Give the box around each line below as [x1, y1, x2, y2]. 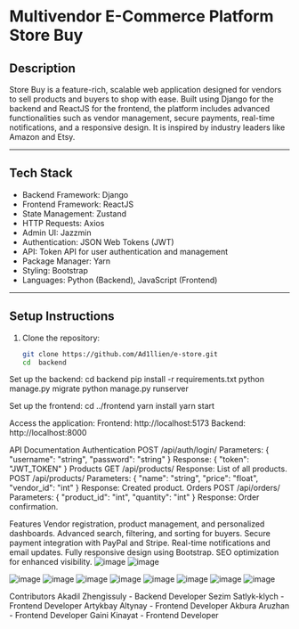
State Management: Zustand [21, 208, 127, 219]
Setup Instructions [9, 309, 115, 324]
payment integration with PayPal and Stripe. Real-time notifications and [9, 537, 271, 549]
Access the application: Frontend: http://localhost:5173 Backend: [9, 418, 246, 429]
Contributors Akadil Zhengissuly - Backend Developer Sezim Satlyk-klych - [9, 591, 285, 602]
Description [9, 61, 76, 76]
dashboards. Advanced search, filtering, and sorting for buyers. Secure [9, 528, 271, 539]
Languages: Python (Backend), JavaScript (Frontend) [21, 274, 218, 285]
